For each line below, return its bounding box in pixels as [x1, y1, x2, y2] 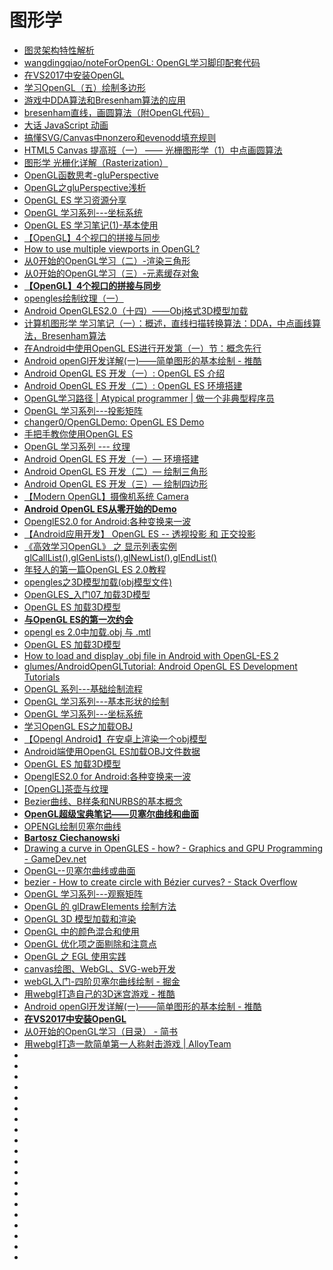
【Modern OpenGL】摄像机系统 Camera [23, 490, 189, 502]
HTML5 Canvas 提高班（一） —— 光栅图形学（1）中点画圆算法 [23, 144, 283, 156]
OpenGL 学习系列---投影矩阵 [23, 404, 144, 416]
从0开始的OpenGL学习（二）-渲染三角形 [23, 254, 191, 266]
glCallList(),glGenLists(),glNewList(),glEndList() [23, 551, 217, 563]
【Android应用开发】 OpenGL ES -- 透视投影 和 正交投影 [23, 527, 256, 540]
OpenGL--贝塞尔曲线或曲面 [23, 864, 136, 876]
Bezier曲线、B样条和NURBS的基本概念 [23, 795, 183, 807]
